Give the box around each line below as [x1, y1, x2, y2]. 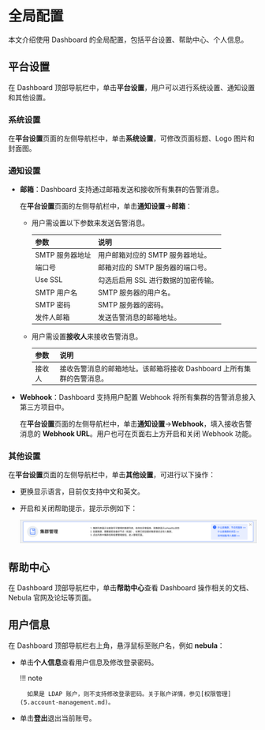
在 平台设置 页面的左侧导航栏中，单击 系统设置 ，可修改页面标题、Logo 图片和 [8, 134, 255, 143]
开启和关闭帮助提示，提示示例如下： [19, 503, 138, 514]
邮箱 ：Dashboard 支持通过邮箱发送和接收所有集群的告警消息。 [19, 185, 223, 194]
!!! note [19, 673, 43, 683]
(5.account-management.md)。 [19, 698, 114, 706]
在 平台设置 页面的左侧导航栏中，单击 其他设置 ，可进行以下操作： [8, 470, 215, 480]
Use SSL [35, 275, 63, 284]
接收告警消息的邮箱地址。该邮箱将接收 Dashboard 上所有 [59, 363, 244, 373]
